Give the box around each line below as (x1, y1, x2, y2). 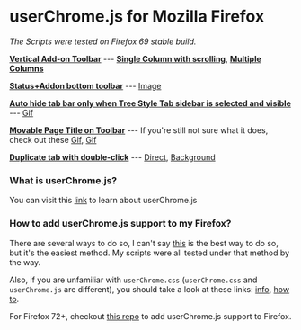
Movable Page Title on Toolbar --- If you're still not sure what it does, (9, 124, 269, 136)
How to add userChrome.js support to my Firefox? (9, 218, 232, 230)
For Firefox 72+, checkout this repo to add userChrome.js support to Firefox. (9, 310, 292, 321)
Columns (9, 63, 44, 74)
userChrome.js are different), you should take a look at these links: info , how (9, 283, 290, 294)
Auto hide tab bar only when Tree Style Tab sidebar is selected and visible (9, 97, 292, 109)
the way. (9, 256, 41, 267)
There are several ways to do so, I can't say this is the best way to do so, (9, 237, 279, 248)
